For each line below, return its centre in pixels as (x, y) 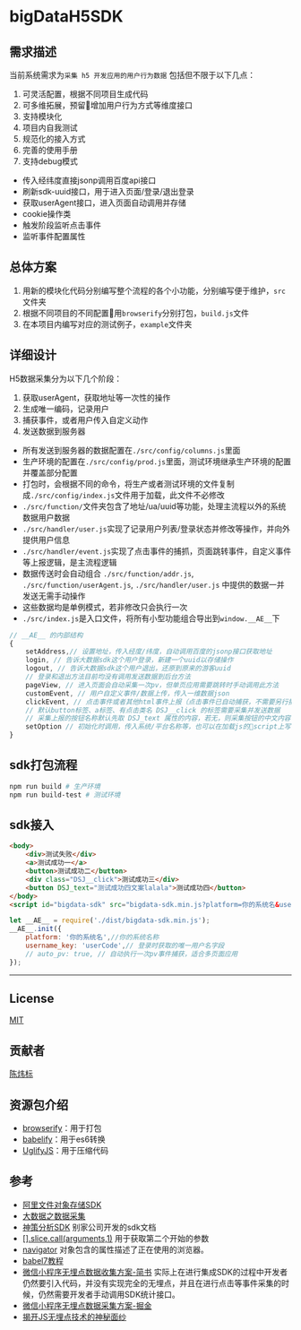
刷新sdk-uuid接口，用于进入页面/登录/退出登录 (108, 191)
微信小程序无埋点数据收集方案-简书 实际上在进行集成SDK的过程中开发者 (155, 1272)
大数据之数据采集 (54, 1215)
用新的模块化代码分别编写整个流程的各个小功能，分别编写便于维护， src (154, 290)
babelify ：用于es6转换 (64, 1139)
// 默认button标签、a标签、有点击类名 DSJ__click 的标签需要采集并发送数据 (153, 710)
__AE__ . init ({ (36, 929)
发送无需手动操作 (54, 596)
